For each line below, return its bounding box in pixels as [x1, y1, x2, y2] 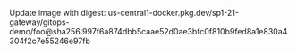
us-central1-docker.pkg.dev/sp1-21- [107, 8, 240, 18]
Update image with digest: [9, 8, 106, 18]
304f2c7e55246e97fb [9, 35, 91, 46]
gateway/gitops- [9, 17, 70, 27]
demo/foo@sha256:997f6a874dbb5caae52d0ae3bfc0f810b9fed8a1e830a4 [9, 26, 288, 36]
